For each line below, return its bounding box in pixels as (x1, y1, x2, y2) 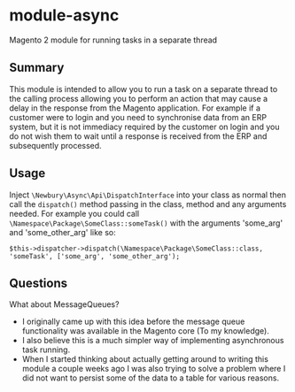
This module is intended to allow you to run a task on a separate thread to (9, 83, 278, 94)
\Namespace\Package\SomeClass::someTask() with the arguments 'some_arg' (9, 218, 283, 228)
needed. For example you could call (9, 208, 140, 219)
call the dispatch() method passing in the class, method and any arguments (9, 198, 287, 209)
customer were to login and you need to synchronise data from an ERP (9, 111, 268, 122)
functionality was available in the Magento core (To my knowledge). (21, 326, 270, 336)
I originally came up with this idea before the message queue (21, 316, 245, 327)
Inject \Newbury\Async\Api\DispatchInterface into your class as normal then (9, 189, 286, 200)
